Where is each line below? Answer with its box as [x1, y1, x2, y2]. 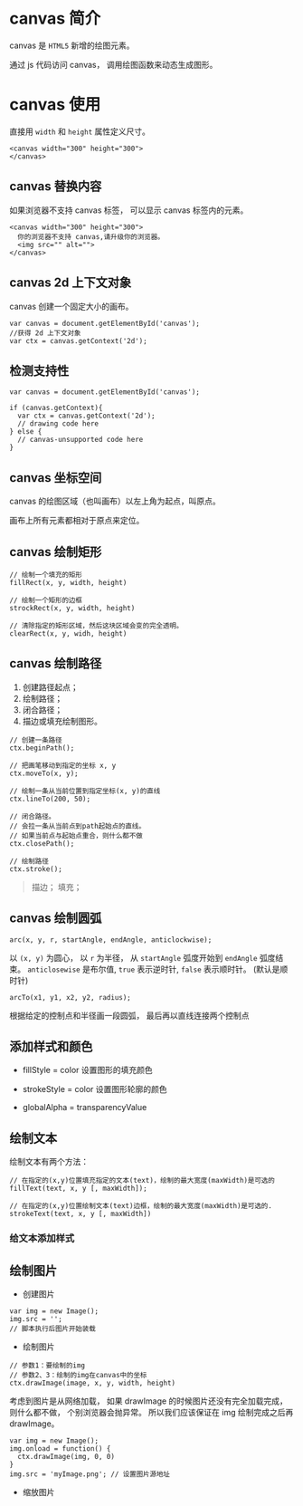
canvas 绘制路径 [9, 656, 102, 671]
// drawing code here [17, 419, 99, 428]
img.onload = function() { [9, 1444, 111, 1453]
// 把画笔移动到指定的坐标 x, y [9, 761, 117, 770]
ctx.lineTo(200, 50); [9, 794, 91, 803]
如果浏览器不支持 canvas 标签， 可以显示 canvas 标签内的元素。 [9, 205, 249, 216]
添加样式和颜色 [9, 1039, 93, 1054]
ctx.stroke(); [9, 864, 63, 874]
